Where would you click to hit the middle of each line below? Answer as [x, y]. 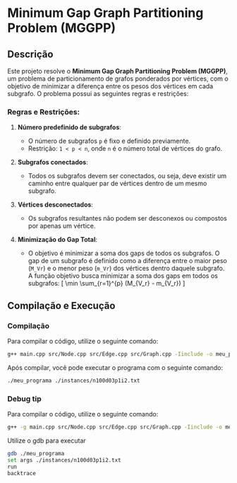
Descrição [30, 54]
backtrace [22, 473]
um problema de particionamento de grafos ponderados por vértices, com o [118, 78]
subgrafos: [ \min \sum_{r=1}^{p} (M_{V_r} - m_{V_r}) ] [107, 284]
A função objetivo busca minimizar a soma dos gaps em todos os [123, 276]
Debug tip [25, 399]
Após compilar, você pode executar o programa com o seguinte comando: [115, 367]
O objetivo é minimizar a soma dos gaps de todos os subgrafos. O [124, 253]
